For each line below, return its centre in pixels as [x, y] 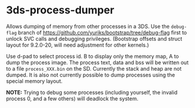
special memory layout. [34, 81]
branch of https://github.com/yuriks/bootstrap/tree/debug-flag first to [102, 32]
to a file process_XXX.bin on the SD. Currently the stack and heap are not [94, 68]
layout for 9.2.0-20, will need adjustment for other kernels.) [78, 45]
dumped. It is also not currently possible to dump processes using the [90, 75]
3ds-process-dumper [60, 10]
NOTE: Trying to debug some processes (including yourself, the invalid [92, 92]
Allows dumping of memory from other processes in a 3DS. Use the [88, 26]
